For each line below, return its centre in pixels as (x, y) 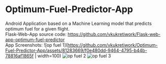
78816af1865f (20, 56)
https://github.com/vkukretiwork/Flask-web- (114, 34)
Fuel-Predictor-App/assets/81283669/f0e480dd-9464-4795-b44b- (76, 50)
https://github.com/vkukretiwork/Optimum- (112, 45)
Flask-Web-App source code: (36, 34)
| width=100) (48, 56)
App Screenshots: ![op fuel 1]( (36, 45)
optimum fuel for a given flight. (38, 28)
